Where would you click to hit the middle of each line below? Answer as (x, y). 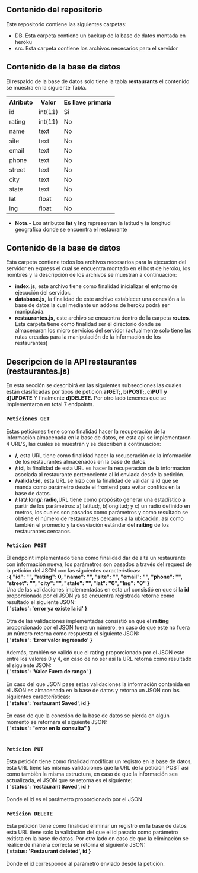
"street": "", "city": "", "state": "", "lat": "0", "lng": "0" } (78, 583)
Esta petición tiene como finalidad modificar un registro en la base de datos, (99, 761)
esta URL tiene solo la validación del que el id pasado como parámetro (92, 832)
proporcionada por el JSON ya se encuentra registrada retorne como (90, 596)
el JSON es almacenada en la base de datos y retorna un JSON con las (93, 690)
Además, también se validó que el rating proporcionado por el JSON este (95, 652)
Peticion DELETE (30, 814)
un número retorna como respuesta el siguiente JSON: (73, 633)
